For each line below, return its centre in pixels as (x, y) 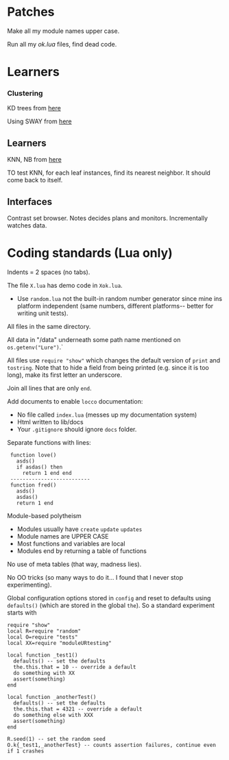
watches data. (27, 225)
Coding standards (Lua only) (90, 253)
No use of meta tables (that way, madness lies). (74, 564)
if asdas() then (39, 467)
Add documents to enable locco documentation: (75, 401)
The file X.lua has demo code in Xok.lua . (65, 285)
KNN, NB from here (34, 160)
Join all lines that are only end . (49, 388)
